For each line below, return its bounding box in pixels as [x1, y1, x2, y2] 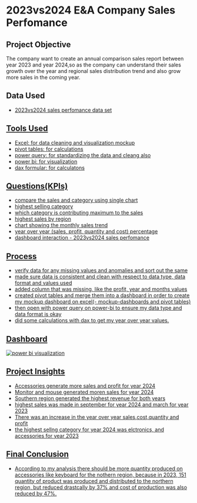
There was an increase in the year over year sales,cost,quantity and [14, 413, 179, 421]
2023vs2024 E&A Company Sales [6, 4, 175, 17]
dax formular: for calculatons [14, 164, 85, 171]
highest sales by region [14, 215, 72, 222]
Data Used [6, 91, 45, 101]
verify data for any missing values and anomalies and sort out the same [14, 267, 188, 274]
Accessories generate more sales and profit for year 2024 [14, 382, 156, 389]
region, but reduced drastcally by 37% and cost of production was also [14, 484, 187, 491]
